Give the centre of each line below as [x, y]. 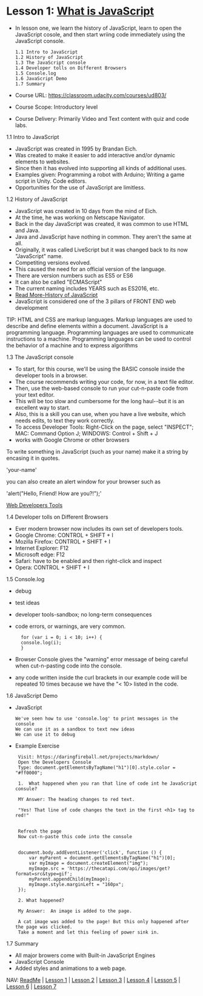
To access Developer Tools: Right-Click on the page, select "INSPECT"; [104, 427]
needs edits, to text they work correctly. [65, 420]
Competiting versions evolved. [53, 262]
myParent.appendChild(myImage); [70, 879]
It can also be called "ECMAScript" [58, 282]
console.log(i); [41, 643]
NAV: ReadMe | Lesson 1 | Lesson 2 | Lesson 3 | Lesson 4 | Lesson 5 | [93, 980]
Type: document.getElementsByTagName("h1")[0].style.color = [97, 767]
